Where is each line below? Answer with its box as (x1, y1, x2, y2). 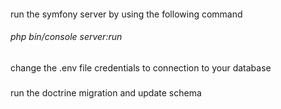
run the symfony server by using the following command (10, 8, 243, 20)
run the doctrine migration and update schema (10, 86, 202, 99)
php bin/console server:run (10, 31, 123, 43)
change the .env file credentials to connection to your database (10, 61, 272, 74)
